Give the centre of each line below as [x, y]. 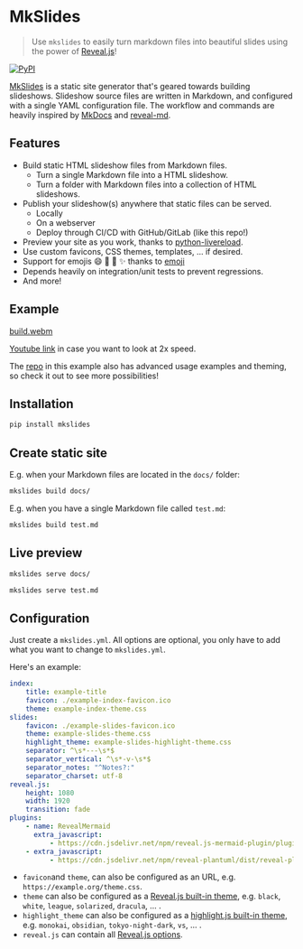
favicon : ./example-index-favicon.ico [98, 700]
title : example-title [66, 693]
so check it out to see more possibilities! [84, 376]
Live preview [46, 553]
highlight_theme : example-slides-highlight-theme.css [129, 742]
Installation [41, 404]
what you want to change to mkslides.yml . [88, 650]
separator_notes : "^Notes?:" [80, 768]
